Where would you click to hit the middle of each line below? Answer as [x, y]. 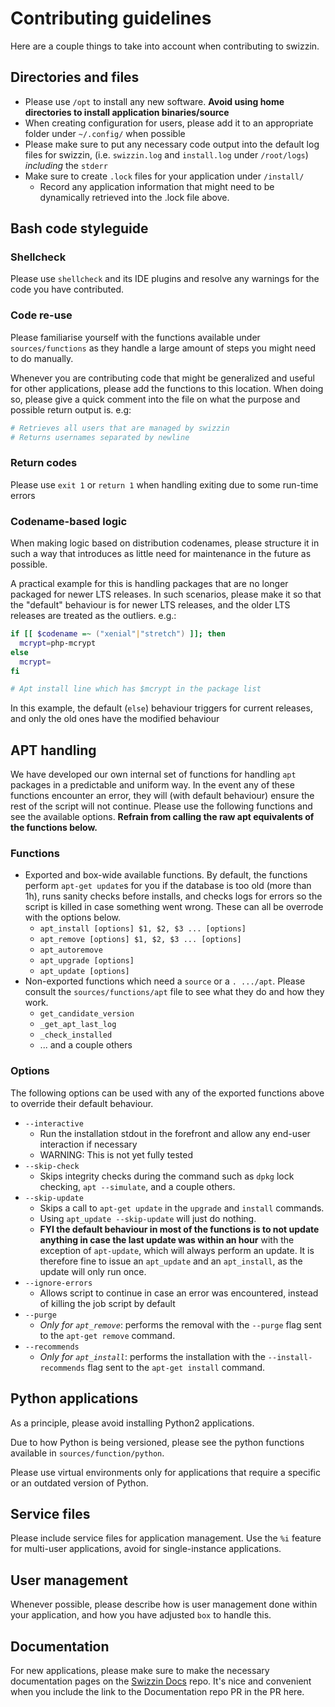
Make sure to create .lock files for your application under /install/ [164, 176]
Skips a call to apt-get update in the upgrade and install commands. [182, 1208]
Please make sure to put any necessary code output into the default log [172, 144]
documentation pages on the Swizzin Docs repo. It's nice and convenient [161, 1681]
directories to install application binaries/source [127, 112]
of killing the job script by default [107, 1303]
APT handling [53, 750]
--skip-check [52, 1166]
